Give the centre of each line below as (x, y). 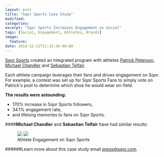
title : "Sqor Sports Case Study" (39, 14)
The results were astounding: (36, 95)
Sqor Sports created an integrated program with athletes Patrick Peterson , (80, 60)
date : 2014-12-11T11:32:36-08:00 (39, 46)
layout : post (18, 10)
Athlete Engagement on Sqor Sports (54, 139)
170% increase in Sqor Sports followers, (52, 104)
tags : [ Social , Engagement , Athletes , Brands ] (53, 32)
